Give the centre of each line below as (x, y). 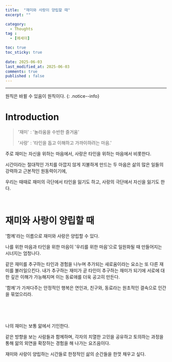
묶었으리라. (22, 294)
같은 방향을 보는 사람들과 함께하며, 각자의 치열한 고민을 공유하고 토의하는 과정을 (84, 337)
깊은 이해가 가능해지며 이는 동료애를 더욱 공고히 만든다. (65, 277)
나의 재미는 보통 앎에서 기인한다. (38, 326)
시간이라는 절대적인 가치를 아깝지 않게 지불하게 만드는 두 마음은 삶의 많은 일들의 (84, 165)
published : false (25, 76)
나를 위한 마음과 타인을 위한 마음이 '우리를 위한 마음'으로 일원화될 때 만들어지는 (84, 247)
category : (16, 24)
